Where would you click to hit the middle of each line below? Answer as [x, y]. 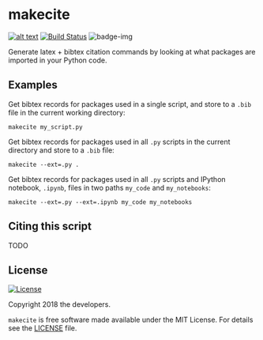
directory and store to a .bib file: [61, 150]
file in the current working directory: [67, 112]
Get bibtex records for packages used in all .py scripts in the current [119, 142]
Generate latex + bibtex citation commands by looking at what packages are [132, 51]
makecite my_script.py [45, 127]
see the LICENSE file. [43, 328]
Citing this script [50, 227]
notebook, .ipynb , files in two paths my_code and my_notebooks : [110, 187]
